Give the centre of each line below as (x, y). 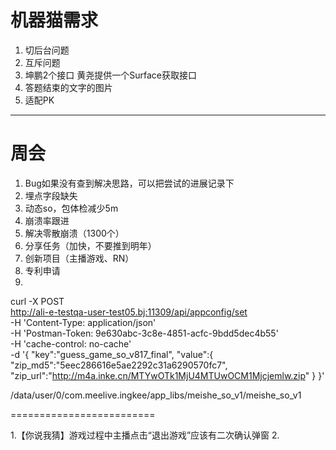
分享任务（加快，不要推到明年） (90, 245)
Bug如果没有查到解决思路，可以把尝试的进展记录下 (129, 183)
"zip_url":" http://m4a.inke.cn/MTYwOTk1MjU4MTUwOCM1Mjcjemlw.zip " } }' (167, 375)
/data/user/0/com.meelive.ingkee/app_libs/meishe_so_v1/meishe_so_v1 (156, 395)
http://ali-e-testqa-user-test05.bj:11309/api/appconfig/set (129, 312)
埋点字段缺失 (51, 195)
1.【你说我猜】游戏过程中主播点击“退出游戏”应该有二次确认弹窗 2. (145, 435)
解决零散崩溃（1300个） (74, 233)
